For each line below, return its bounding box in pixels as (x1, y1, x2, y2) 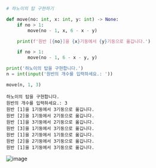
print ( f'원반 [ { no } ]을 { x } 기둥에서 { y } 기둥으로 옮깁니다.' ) (17, 38, 151, 44)
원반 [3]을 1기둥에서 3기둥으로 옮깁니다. (6, 126, 94, 132)
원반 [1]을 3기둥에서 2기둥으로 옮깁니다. (6, 119, 94, 125)
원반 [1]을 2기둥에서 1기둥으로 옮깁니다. (6, 132, 94, 138)
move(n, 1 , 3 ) (6, 81, 42, 88)
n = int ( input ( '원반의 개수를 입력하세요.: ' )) (6, 71, 114, 77)
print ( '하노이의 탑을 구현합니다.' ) (6, 66, 84, 72)
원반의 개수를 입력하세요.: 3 (6, 100, 68, 106)
